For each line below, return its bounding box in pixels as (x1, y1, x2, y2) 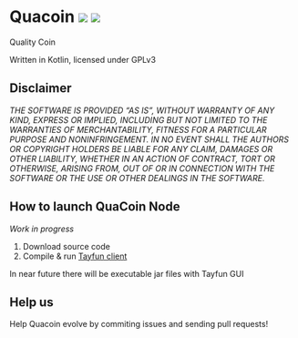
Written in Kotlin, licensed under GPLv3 (9, 54, 157, 65)
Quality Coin (9, 36, 57, 47)
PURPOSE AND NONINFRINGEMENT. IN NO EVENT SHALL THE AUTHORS (9, 134, 290, 145)
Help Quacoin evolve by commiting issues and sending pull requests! (9, 319, 269, 330)
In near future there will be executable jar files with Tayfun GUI (9, 268, 244, 279)
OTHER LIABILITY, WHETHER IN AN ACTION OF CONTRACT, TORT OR (9, 153, 276, 164)
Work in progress (9, 223, 75, 234)
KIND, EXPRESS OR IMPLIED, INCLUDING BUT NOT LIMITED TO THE (9, 114, 268, 125)
